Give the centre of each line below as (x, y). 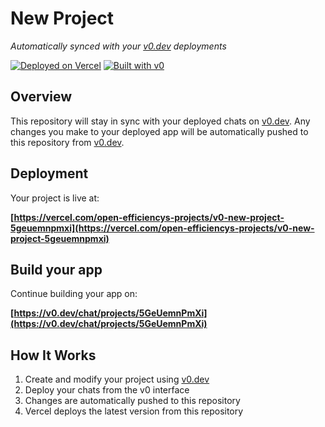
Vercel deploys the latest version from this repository (134, 411)
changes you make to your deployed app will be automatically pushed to (159, 131)
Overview (41, 97)
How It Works (53, 355)
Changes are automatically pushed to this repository (132, 401)
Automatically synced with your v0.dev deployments (118, 46)
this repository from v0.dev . (67, 142)
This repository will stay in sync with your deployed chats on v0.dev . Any (160, 121)
